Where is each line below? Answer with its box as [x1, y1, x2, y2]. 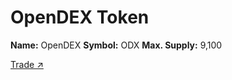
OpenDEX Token [10, 6, 150, 29]
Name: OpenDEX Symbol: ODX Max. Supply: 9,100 [10, 39, 223, 51]
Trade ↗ [10, 58, 44, 70]
